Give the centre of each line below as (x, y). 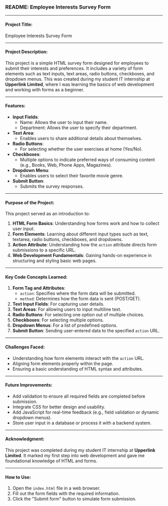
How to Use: (18, 477)
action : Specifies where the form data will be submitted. (78, 293)
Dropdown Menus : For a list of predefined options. (65, 325)
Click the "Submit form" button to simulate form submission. (74, 499)
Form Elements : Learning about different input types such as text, (80, 234)
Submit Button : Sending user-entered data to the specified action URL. (86, 331)
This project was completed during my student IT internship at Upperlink (80, 450)
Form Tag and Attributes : (39, 288)
